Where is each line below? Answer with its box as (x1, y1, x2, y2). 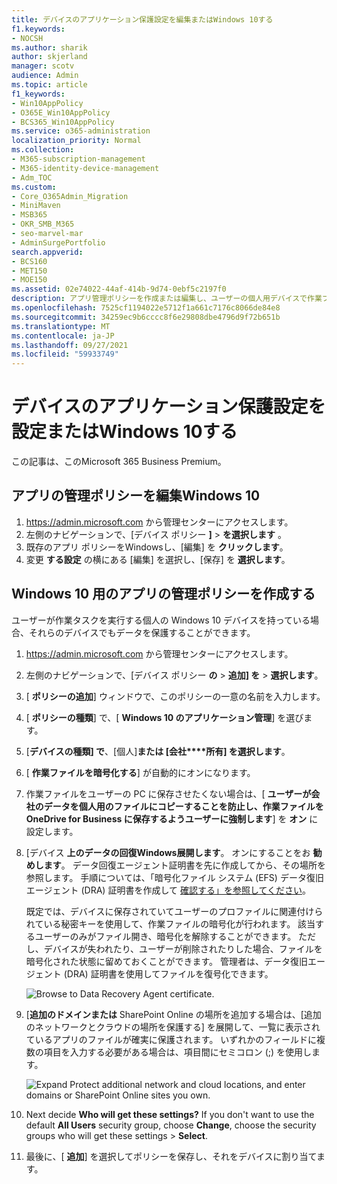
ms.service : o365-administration (11, 126, 151, 136)
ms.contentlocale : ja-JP (11, 331, 115, 341)
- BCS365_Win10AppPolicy (11, 117, 115, 127)
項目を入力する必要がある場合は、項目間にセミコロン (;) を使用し (43, 1046, 313, 1058)
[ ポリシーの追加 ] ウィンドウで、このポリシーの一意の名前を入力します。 (25, 690, 326, 702)
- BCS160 (11, 256, 48, 266)
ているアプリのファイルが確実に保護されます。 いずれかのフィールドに (25, 1033, 318, 1045)
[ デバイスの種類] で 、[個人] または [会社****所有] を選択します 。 (25, 745, 291, 757)
